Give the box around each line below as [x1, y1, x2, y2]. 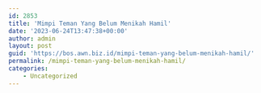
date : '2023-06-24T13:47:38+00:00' [8, 27, 128, 35]
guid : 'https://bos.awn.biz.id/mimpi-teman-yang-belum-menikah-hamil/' [8, 49, 255, 57]
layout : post [8, 42, 53, 50]
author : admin [8, 34, 57, 43]
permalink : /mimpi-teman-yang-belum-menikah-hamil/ [8, 57, 186, 66]
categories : [8, 65, 48, 73]
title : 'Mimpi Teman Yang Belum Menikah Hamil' [8, 19, 172, 27]
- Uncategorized [23, 72, 78, 80]
